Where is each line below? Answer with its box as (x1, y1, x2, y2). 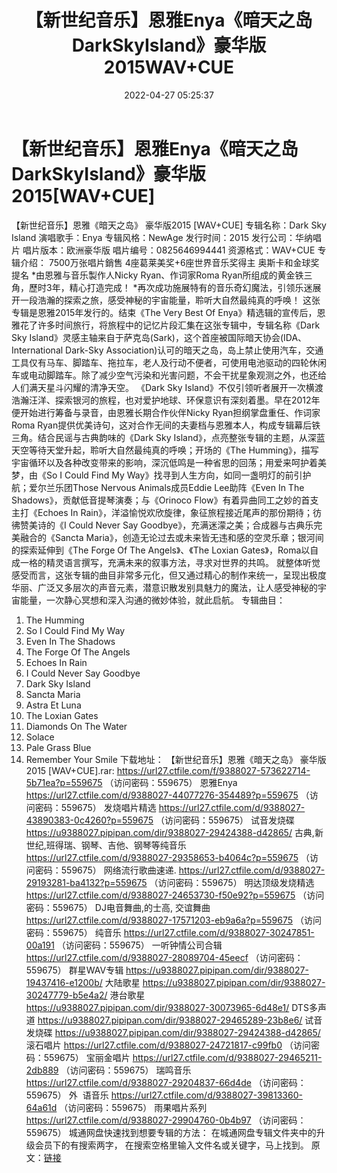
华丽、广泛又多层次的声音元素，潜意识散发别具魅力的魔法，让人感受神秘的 (11, 581, 318, 593)
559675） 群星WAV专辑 (25, 964, 124, 976)
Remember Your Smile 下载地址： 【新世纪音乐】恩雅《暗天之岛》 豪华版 (25, 753, 327, 765)
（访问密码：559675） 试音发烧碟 (155, 814, 295, 826)
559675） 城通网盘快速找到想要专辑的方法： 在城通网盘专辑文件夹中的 (25, 1126, 317, 1138)
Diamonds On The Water (25, 720, 128, 732)
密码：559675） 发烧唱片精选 (34, 801, 157, 813)
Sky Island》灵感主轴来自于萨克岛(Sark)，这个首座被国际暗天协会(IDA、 (11, 331, 308, 343)
